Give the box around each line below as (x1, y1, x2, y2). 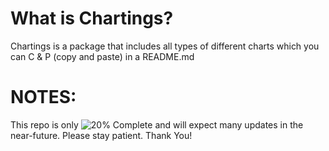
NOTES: (10, 86, 77, 109)
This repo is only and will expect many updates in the (10, 118, 304, 131)
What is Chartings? (10, 7, 174, 30)
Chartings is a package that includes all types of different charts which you (10, 40, 320, 52)
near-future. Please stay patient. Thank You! (10, 129, 193, 141)
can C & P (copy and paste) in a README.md (10, 50, 195, 62)
